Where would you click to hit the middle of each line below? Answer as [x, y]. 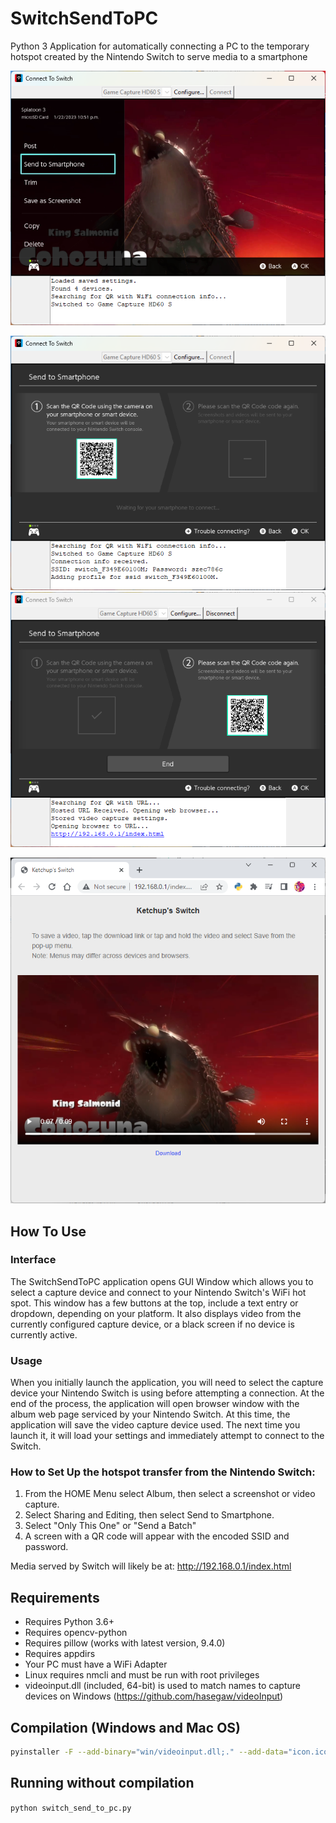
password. [46, 1547]
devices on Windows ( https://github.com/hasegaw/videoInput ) [154, 1696]
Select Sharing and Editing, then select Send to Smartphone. [149, 1515]
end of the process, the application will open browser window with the [155, 1404]
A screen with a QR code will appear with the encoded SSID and [157, 1536]
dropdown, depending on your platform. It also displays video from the [156, 1313]
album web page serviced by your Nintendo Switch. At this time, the [150, 1414]
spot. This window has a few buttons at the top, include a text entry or [154, 1303]
